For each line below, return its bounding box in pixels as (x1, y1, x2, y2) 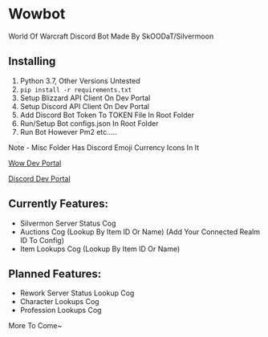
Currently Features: (8, 197, 108, 211)
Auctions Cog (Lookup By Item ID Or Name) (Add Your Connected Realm (19, 226, 261, 237)
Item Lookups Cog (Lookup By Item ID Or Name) (19, 244, 181, 254)
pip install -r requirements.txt (19, 86, 132, 94)
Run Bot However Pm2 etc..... (19, 127, 118, 136)
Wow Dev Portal (8, 158, 62, 168)
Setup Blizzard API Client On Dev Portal (19, 93, 151, 103)
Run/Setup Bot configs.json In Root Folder (19, 118, 159, 128)
